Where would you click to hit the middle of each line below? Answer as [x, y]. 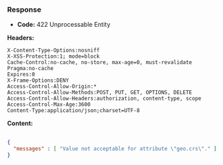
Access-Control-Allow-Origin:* [52, 87]
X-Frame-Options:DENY [38, 80]
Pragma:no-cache [30, 69]
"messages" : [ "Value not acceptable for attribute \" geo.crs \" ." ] [115, 149]
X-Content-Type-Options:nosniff [53, 51]
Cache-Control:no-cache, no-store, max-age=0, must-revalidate [100, 63]
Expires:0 [21, 75]
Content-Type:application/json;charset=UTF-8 [73, 111]
